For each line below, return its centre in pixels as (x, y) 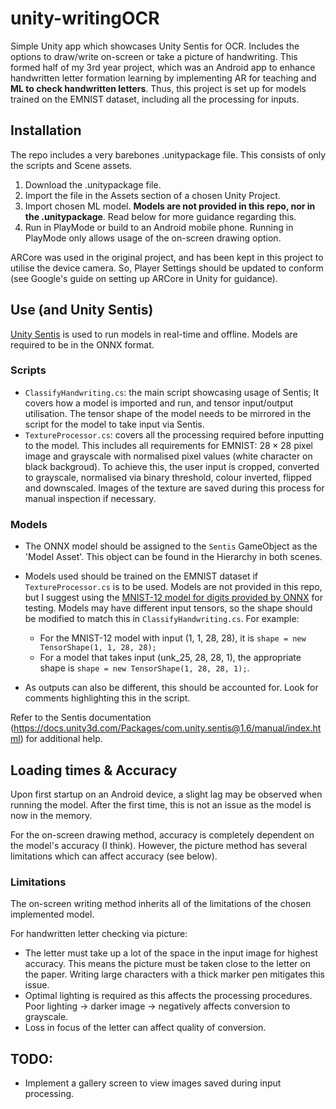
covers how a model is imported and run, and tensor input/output (159, 403)
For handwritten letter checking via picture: (99, 934)
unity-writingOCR (85, 18)
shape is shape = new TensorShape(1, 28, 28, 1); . (144, 668)
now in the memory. (51, 815)
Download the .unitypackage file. (93, 184)
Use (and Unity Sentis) (82, 310)
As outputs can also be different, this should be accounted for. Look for (171, 688)
